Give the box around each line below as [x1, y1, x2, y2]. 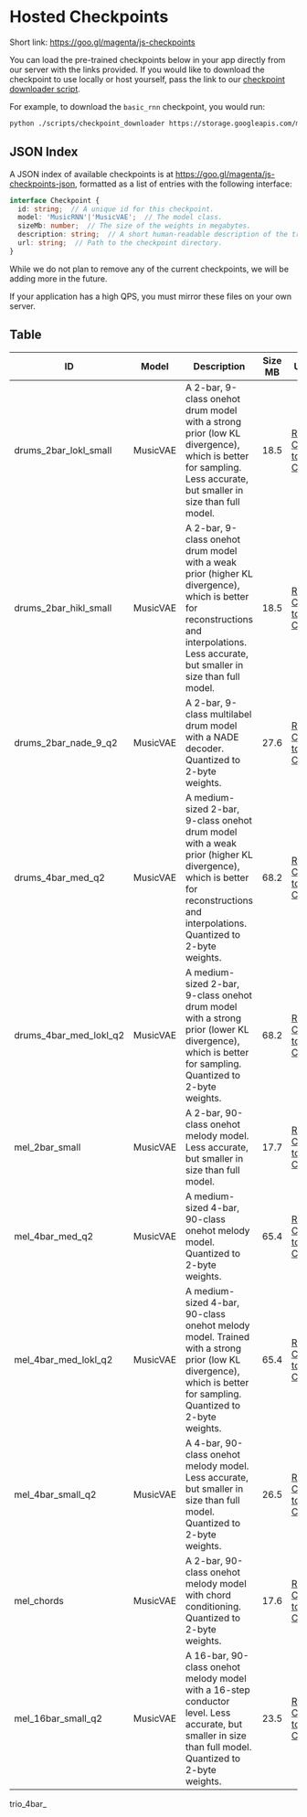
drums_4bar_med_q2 [14, 871, 105, 884]
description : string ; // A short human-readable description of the [17, 230, 288, 239]
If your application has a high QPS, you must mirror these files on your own [9, 291, 292, 302]
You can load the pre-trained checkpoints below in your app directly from [9, 54, 286, 65]
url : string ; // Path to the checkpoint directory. [17, 239, 223, 248]
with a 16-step [185, 1684, 250, 1696]
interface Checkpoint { [9, 196, 101, 205]
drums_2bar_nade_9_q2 [14, 736, 118, 749]
